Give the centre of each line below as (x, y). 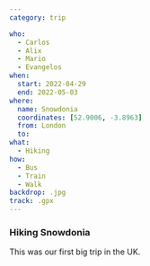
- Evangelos (40, 67)
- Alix (30, 50)
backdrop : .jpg (38, 193)
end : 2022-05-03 (48, 92)
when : (19, 76)
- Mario (32, 59)
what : (19, 143)
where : (22, 101)
